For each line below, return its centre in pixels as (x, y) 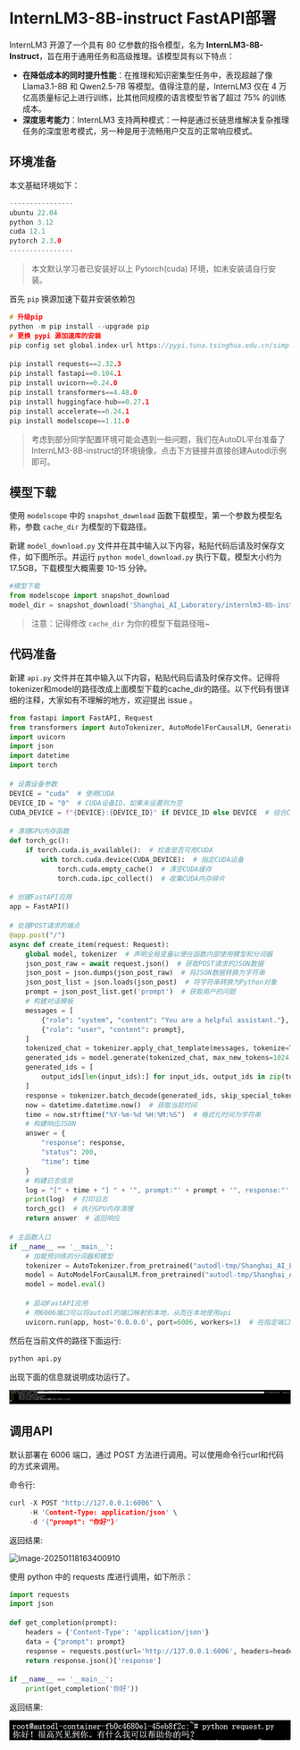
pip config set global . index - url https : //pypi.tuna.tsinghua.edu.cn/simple (153, 346)
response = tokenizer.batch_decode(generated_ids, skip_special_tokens (161, 1096)
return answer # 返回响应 (73, 1218)
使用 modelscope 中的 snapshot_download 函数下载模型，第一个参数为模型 (142, 516)
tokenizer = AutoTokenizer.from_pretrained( (109, 1266)
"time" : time (66, 1161)
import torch (33, 765)
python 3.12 (31, 222)
